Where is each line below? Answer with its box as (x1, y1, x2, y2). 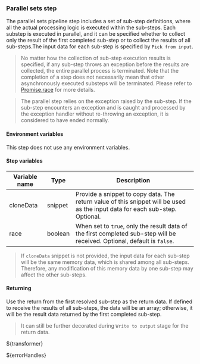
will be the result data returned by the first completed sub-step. (6, 310, 162, 318)
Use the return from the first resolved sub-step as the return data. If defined (6, 298, 193, 305)
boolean (46, 229, 70, 238)
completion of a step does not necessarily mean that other (20, 73, 165, 81)
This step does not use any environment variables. (6, 144, 130, 151)
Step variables (6, 157, 43, 164)
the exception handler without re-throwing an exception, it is (20, 110, 169, 117)
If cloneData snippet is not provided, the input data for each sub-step (20, 252, 190, 259)
